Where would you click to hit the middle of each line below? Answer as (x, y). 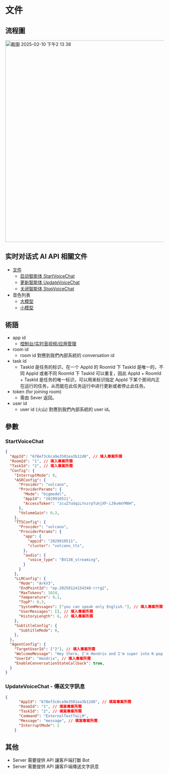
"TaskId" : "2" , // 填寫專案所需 (50, 711)
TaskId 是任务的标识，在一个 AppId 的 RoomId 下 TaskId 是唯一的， (90, 367)
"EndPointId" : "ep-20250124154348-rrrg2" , (64, 588)
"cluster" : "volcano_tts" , (56, 546)
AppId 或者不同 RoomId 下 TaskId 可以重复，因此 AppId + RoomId (94, 373)
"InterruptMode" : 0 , (36, 475)
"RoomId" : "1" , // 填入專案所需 (41, 461)
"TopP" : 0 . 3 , (32, 602)
